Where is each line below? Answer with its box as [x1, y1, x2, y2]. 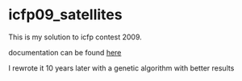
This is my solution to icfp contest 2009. [8, 32, 143, 42]
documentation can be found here [8, 47, 122, 57]
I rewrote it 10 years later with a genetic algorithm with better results [8, 63, 235, 73]
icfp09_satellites [8, 6, 123, 24]
